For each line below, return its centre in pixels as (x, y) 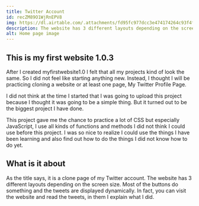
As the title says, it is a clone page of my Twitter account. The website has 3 (99, 178)
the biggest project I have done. (45, 108)
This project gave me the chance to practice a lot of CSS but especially (93, 120)
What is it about (36, 164)
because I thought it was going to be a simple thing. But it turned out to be (97, 102)
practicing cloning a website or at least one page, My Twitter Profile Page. (96, 84)
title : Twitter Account (36, 12)
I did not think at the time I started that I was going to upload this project (94, 96)
